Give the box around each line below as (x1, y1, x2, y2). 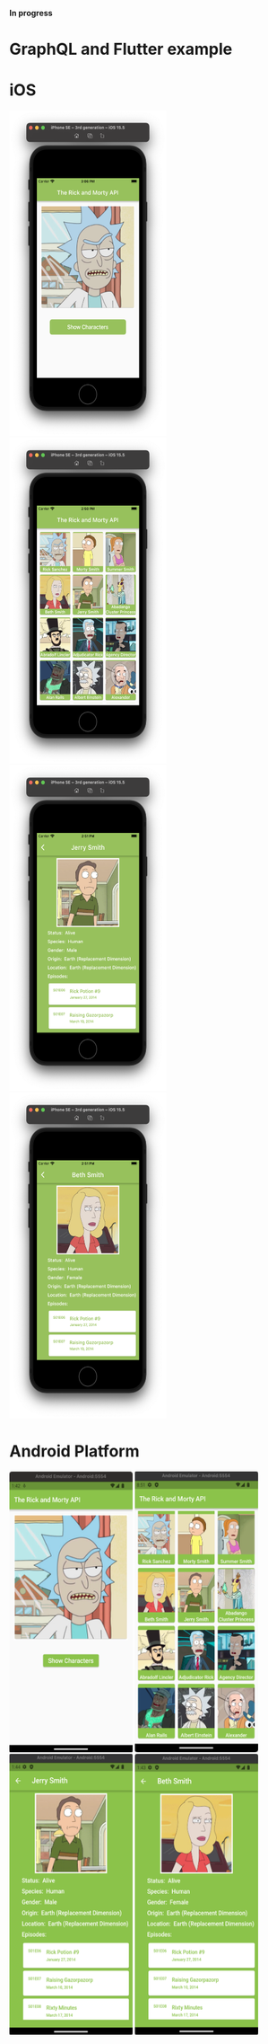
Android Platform (9, 1441, 140, 1462)
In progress (9, 8, 53, 18)
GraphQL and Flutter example (9, 40, 233, 59)
